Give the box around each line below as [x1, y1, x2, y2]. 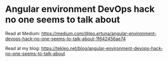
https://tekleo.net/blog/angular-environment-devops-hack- [41, 45, 163, 51]
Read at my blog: [5, 45, 40, 51]
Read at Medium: [5, 30, 41, 36]
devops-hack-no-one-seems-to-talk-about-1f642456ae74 [5, 36, 126, 42]
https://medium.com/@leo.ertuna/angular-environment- [41, 30, 157, 36]
